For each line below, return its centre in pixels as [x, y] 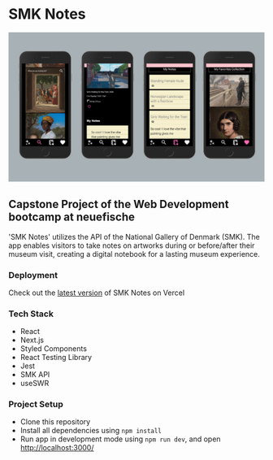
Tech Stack [31, 314]
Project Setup [36, 405]
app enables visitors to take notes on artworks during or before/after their [132, 245]
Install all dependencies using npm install [91, 431]
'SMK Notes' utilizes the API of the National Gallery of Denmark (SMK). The [134, 237]
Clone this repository [55, 422]
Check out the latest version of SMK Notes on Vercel [97, 293]
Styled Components [54, 349]
